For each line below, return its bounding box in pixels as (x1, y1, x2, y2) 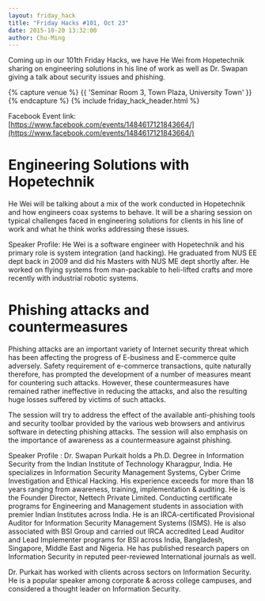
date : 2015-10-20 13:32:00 (8, 26, 97, 34)
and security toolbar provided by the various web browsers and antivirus (8, 419, 245, 428)
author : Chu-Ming (8, 33, 66, 42)
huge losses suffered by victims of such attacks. (8, 395, 166, 404)
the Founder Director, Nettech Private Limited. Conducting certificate (8, 493, 233, 503)
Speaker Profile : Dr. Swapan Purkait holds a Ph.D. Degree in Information (8, 451, 244, 461)
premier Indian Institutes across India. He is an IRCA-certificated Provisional (8, 510, 255, 519)
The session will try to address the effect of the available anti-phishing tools (8, 410, 256, 420)
